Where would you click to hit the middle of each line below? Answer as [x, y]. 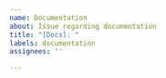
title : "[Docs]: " [44, 34]
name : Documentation [49, 18]
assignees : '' [36, 52]
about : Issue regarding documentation [83, 26]
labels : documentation [52, 43]
